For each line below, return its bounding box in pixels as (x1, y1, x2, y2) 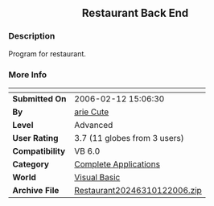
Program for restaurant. (8, 48, 87, 59)
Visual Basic (74, 171, 121, 183)
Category (12, 159, 50, 170)
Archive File (12, 184, 60, 196)
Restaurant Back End (81, 6, 189, 20)
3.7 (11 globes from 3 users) (74, 132, 185, 143)
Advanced (74, 119, 113, 130)
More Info (8, 68, 47, 80)
